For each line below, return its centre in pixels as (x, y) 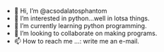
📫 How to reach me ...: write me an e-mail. (77, 41)
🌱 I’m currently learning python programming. (80, 26)
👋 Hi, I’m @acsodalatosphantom (60, 11)
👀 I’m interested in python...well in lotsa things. (82, 18)
